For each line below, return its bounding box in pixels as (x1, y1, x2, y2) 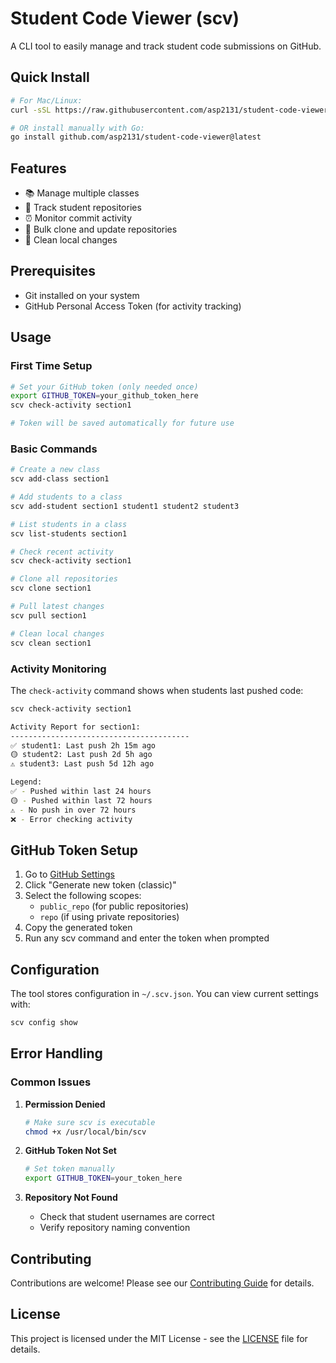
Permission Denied (24, 1098, 106, 1110)
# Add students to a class (10, 492, 123, 502)
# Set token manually (24, 1164, 115, 1174)
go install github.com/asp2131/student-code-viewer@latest (10, 132, 262, 142)
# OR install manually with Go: (10, 123, 145, 133)
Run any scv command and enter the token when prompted (24, 932, 270, 944)
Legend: (10, 777, 43, 787)
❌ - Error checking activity (10, 814, 133, 824)
